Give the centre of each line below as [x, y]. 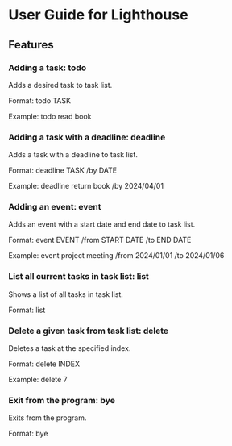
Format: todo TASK [39, 100]
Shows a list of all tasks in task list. [66, 294]
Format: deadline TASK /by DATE [63, 170]
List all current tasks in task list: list [79, 277]
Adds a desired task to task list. [60, 85]
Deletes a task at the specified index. [70, 348]
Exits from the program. [48, 418]
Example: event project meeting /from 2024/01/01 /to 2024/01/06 [116, 256]
